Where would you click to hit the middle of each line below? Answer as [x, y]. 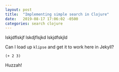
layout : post [19, 10]
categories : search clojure [34, 23]
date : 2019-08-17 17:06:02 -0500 [42, 19]
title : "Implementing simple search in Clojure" [57, 14]
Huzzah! [14, 65]
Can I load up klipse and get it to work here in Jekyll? [60, 47]
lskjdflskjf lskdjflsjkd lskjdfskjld [36, 37]
